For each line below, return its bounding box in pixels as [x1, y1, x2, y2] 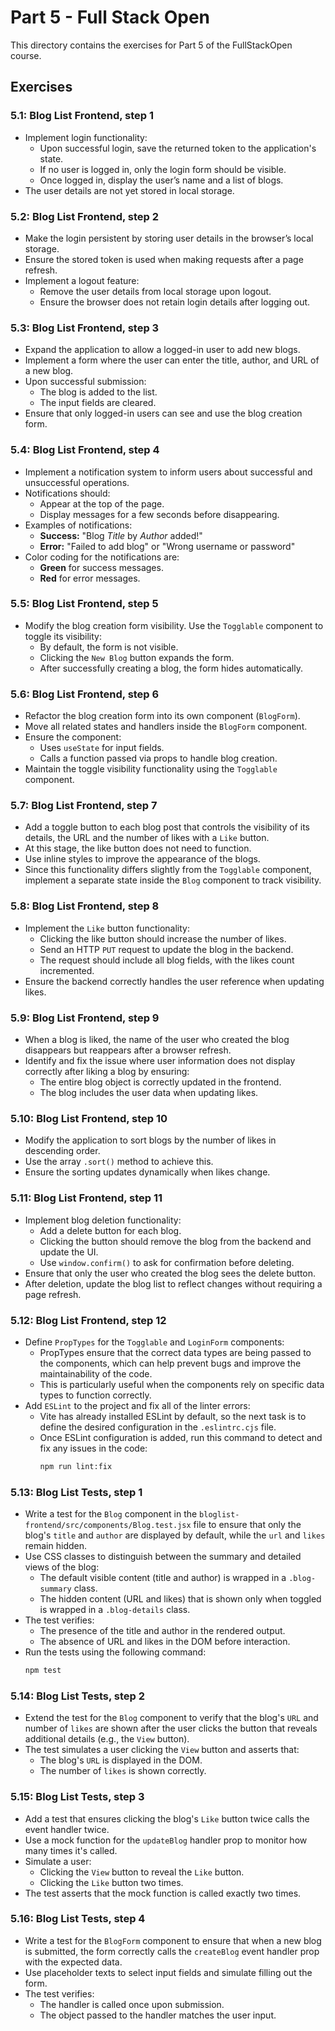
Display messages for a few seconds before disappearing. [39, 508, 280, 520]
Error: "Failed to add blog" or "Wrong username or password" [39, 540, 296, 552]
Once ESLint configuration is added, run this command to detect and [39, 1431, 323, 1443]
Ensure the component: [24, 731, 122, 743]
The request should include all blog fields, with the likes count [39, 954, 295, 966]
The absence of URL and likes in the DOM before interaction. [39, 1636, 291, 1648]
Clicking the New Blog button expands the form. [39, 651, 235, 663]
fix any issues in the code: [39, 1442, 148, 1454]
